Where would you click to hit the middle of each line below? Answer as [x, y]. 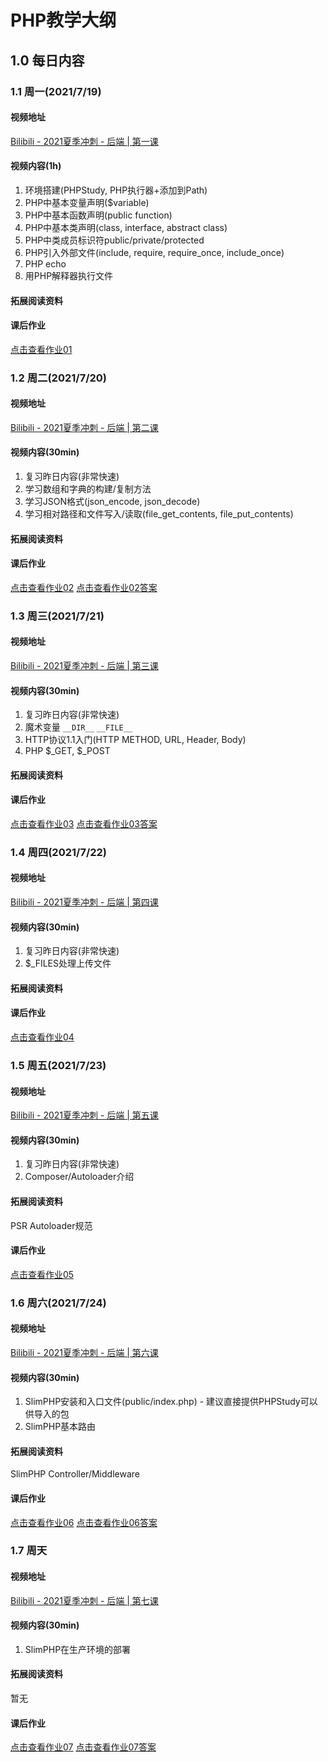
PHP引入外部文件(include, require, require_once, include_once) [154, 252]
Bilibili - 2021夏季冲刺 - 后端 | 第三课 [84, 665]
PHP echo [45, 263]
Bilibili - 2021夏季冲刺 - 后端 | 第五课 [84, 1115]
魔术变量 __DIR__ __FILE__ [78, 727]
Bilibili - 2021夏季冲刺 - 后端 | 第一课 [84, 141]
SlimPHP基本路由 [60, 1427]
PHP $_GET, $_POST [67, 751]
